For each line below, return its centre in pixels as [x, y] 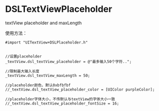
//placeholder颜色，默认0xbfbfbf [38, 85]
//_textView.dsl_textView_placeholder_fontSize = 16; [62, 103]
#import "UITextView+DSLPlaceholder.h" [47, 42]
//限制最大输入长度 [22, 71]
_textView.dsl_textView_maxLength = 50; [48, 75]
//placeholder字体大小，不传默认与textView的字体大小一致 [60, 99]
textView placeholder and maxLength [44, 23]
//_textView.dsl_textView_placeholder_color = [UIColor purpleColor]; [80, 89]
